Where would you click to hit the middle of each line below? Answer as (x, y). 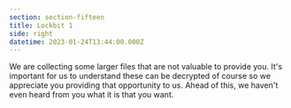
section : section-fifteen (57, 17)
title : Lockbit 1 (41, 25)
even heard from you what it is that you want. (92, 95)
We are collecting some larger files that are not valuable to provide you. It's (146, 67)
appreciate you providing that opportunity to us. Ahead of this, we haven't (144, 85)
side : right (31, 33)
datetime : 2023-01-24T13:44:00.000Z (77, 42)
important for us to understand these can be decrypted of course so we (140, 76)
